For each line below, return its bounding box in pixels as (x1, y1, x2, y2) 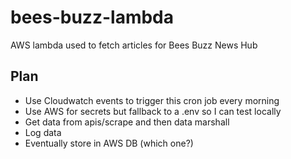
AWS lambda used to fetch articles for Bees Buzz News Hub (10, 39, 258, 51)
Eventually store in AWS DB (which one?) (24, 137, 194, 149)
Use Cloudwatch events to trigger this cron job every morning (24, 94, 280, 106)
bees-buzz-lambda (10, 6, 174, 29)
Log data (24, 126, 62, 138)
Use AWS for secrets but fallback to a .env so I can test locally (24, 105, 282, 117)
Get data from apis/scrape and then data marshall (24, 116, 230, 128)
